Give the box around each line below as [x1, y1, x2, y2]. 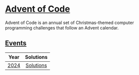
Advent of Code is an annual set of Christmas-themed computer [5, 20, 134, 25]
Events [5, 39, 27, 48]
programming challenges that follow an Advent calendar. [5, 25, 119, 30]
